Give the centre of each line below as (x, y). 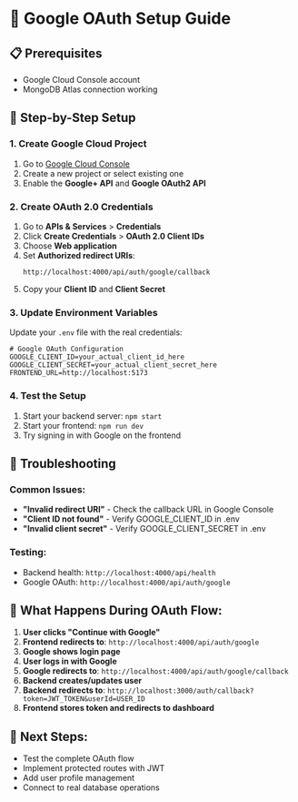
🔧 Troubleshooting (63, 463)
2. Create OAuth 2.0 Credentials (81, 207)
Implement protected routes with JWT (94, 768)
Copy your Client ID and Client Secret (94, 289)
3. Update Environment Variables (84, 312)
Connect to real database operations (91, 787)
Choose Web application (70, 246)
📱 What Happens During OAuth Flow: (116, 610)
